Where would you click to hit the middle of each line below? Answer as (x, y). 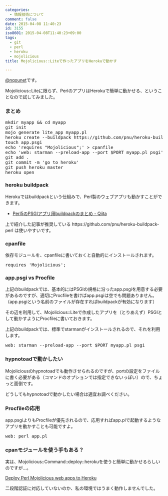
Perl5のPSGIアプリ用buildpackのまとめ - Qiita (59, 213)
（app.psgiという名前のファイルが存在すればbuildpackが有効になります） (81, 302)
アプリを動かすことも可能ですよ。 (40, 426)
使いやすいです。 (36, 230)
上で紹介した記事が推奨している (38, 224)
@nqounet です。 (22, 80)
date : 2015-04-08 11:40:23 (33, 24)
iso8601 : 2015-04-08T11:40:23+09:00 (43, 33)
